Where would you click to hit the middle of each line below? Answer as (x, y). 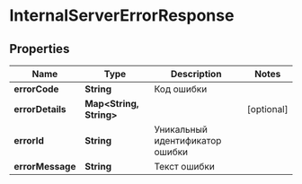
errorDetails (40, 109)
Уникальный (181, 129)
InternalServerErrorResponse (122, 16)
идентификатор (188, 140)
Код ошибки (181, 89)
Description (196, 74)
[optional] (267, 109)
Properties (40, 49)
